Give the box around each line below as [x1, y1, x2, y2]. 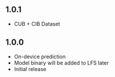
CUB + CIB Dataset [13, 20, 60, 27]
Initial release [13, 65, 46, 72]
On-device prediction [13, 53, 66, 60]
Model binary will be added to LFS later [13, 59, 109, 66]
